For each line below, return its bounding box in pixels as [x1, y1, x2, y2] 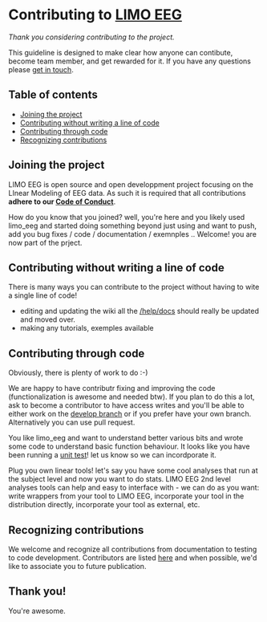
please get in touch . [8, 64, 74, 74]
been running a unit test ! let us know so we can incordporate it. [8, 450, 216, 460]
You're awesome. [8, 606, 66, 616]
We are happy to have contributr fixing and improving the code [8, 384, 216, 393]
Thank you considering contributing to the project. [8, 32, 175, 42]
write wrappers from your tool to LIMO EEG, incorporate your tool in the [8, 491, 245, 501]
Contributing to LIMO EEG [8, 6, 183, 24]
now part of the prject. [8, 238, 83, 247]
